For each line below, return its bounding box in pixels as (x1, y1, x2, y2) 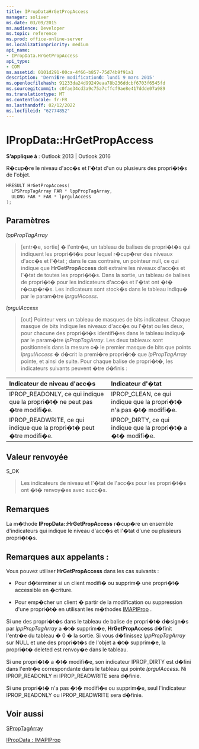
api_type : (6, 58, 31, 64)
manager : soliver (6, 14, 49, 20)
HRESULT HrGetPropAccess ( (6, 183, 70, 189)
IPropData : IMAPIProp (6, 736, 61, 743)
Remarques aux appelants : (6, 552, 109, 562)
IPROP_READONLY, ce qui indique (9, 390, 104, 398)
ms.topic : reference (6, 31, 57, 37)
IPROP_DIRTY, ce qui (111, 416, 170, 424)
